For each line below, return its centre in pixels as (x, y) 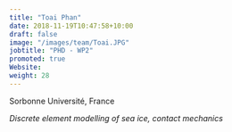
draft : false (33, 34)
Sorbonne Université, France (62, 101)
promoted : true (37, 59)
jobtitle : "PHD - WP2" (51, 51)
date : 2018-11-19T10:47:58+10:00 (71, 26)
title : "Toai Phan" (46, 17)
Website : (25, 68)
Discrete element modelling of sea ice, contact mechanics (116, 118)
